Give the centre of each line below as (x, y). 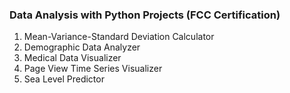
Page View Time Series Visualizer (93, 69)
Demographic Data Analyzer (82, 47)
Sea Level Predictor (64, 79)
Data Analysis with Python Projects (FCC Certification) (145, 15)
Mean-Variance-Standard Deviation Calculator (119, 37)
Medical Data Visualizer (72, 58)
